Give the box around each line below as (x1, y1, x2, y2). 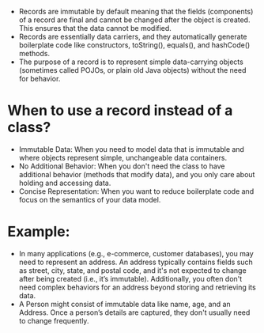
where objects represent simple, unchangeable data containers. (18, 153, 227, 162)
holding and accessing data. (18, 178, 111, 187)
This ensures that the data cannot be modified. (18, 24, 172, 32)
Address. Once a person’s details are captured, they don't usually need (18, 308, 251, 317)
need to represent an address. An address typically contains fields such (18, 257, 254, 267)
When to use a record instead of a (7, 102, 233, 119)
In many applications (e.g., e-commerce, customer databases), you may (18, 248, 254, 258)
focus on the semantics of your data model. (18, 195, 161, 204)
